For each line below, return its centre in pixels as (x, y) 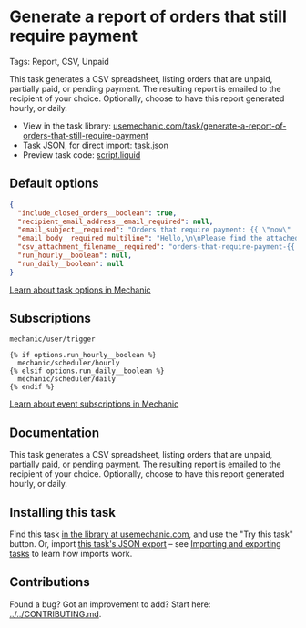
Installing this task (63, 512)
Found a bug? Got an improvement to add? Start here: (110, 604)
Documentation (55, 432)
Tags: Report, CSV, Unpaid (59, 61)
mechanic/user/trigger (52, 339)
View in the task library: (67, 126)
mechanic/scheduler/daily (67, 379)
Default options (54, 184)
